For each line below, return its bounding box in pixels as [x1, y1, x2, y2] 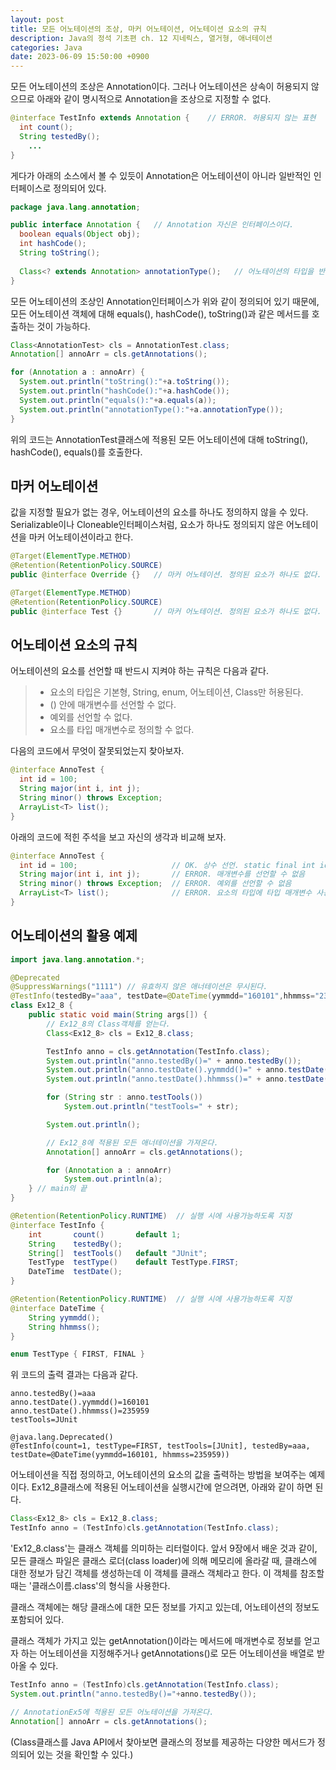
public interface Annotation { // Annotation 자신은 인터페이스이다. [10, 220, 295, 230]
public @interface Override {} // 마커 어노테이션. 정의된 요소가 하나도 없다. [10, 570, 322, 580]
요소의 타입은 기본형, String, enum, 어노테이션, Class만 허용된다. [49, 686, 304, 698]
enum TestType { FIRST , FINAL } [10, 1349, 145, 1360]
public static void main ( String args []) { [28, 1010, 208, 1020]
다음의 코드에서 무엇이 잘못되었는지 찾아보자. [10, 745, 185, 757]
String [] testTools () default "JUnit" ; [28, 1248, 208, 1258]
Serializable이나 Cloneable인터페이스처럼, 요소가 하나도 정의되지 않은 [10, 519, 285, 531]
